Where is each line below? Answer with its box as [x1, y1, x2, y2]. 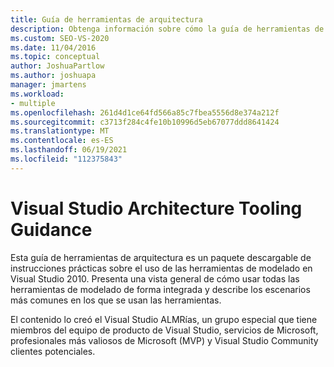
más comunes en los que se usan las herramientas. [10, 294, 222, 306]
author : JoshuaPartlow [10, 61, 105, 71]
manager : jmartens [10, 80, 87, 90]
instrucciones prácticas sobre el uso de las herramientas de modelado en [10, 262, 313, 274]
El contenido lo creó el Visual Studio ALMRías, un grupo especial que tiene [10, 313, 318, 325]
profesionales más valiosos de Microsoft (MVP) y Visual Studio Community [10, 334, 319, 346]
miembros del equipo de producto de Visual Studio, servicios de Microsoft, [10, 324, 319, 336]
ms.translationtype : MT [10, 126, 110, 136]
